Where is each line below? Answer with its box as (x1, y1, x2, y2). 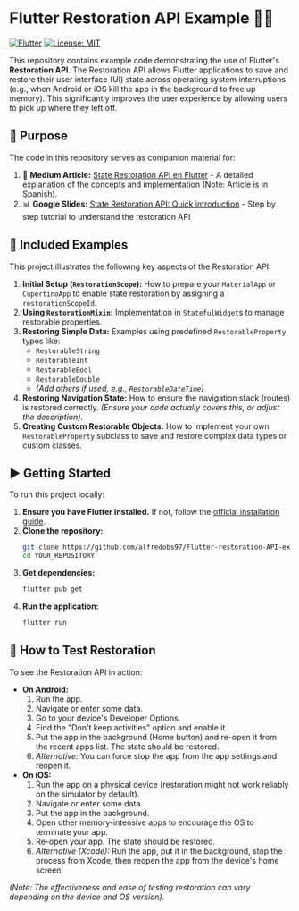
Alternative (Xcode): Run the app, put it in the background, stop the (35, 845, 283, 856)
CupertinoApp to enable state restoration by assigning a (21, 288, 225, 299)
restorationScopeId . (21, 297, 97, 308)
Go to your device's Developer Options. (35, 713, 181, 723)
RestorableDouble (35, 375, 101, 384)
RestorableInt (35, 356, 88, 365)
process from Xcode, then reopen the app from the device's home (35, 855, 279, 865)
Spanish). (21, 188, 58, 199)
